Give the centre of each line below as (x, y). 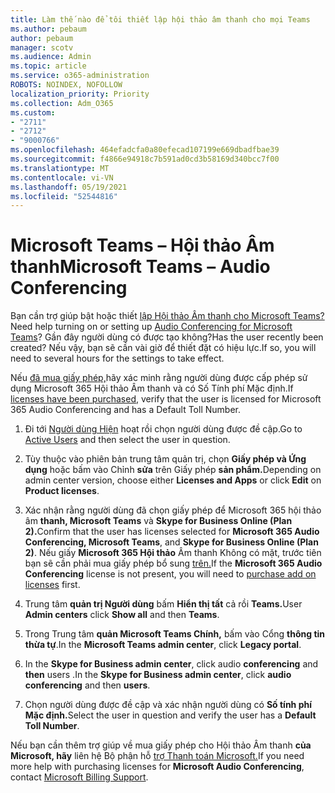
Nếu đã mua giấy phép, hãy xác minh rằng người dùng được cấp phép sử (159, 378)
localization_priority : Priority (80, 94)
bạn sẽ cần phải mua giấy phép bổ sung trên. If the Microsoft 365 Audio (173, 563)
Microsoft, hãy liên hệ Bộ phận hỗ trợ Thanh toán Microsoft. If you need (157, 756)
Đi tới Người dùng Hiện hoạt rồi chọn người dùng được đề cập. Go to (163, 429)
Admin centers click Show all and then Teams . (122, 615)
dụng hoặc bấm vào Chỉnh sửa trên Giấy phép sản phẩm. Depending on (173, 470)
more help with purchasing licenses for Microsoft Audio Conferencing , (157, 767)
